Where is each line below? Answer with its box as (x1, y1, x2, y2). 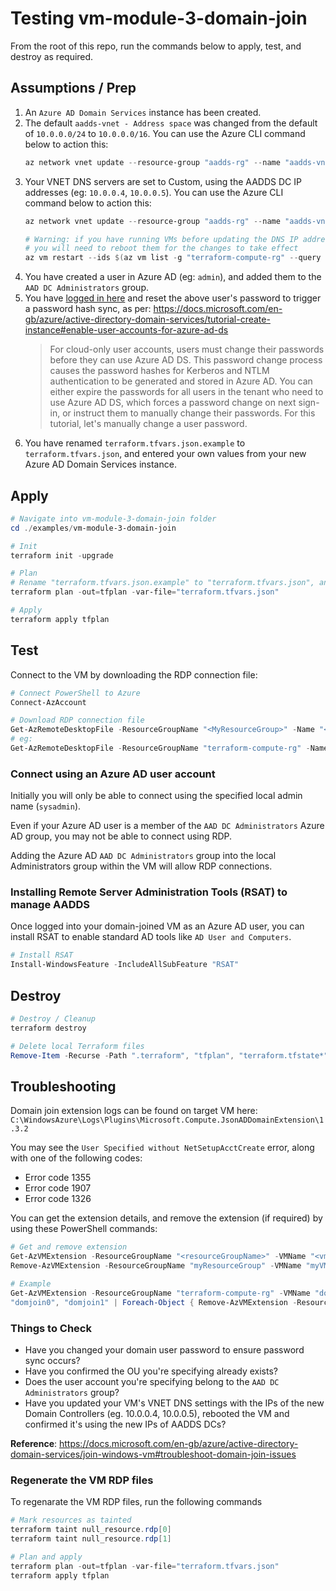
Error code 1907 (24, 1182, 92, 1194)
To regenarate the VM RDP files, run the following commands (10, 1496, 263, 1508)
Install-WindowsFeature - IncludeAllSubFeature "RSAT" (10, 960, 240, 970)
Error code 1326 (24, 1193, 92, 1205)
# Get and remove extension (10, 1242, 128, 1252)
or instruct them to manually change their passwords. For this (62, 407, 316, 419)
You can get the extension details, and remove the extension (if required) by (10, 1212, 323, 1224)
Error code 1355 (24, 1172, 92, 1184)
